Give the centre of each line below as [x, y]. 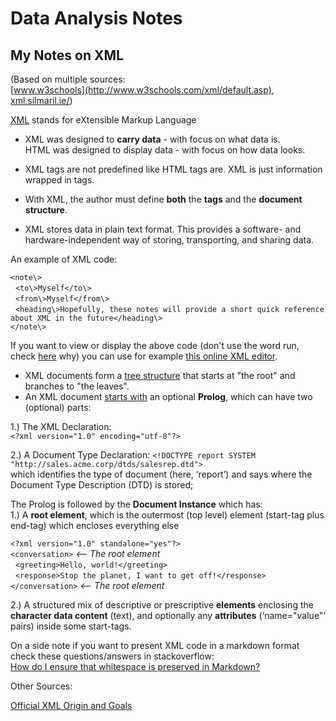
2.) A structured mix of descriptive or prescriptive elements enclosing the [162, 605]
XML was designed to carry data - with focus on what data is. [152, 139]
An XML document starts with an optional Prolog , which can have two [168, 396]
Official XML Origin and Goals [71, 705]
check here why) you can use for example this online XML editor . [144, 356]
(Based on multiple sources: [68, 79]
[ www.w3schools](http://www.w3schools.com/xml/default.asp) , [142, 90]
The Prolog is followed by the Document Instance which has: [136, 504]
